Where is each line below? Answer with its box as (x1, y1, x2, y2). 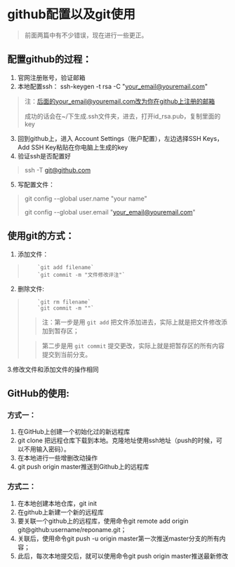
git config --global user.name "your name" (24, 194, 147, 203)
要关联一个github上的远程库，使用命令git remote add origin (17, 517, 189, 525)
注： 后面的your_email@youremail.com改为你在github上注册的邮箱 (24, 97, 215, 105)
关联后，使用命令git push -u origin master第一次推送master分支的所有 (17, 534, 220, 542)
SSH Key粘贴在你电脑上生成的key (31, 143, 128, 151)
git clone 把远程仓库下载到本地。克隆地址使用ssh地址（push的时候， (17, 436, 217, 445)
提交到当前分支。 (41, 350, 92, 358)
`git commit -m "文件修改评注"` (37, 271, 126, 278)
